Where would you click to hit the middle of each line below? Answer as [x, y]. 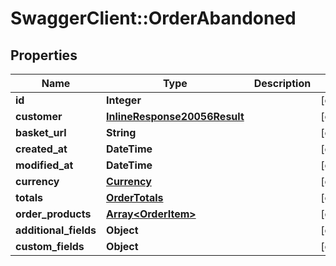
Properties [44, 55]
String [121, 132]
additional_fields [56, 230]
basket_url [41, 132]
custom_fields [50, 246]
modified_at [44, 165]
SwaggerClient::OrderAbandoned [153, 18]
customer [39, 116]
